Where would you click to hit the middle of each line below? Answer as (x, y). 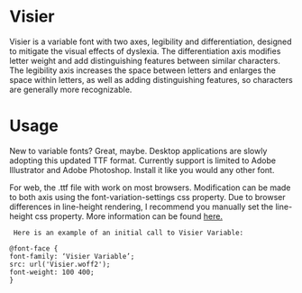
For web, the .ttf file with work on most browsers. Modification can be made (150, 188)
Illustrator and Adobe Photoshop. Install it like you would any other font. (142, 169)
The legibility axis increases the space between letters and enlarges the (143, 70)
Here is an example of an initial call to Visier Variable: (128, 233)
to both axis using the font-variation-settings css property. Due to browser (147, 197)
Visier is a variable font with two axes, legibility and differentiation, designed (151, 41)
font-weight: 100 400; (52, 272)
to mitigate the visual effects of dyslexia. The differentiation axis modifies (145, 50)
